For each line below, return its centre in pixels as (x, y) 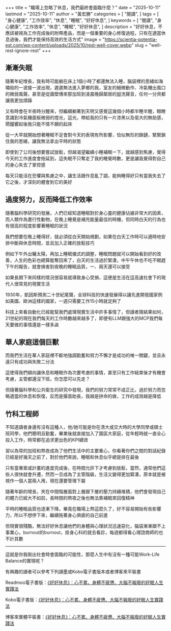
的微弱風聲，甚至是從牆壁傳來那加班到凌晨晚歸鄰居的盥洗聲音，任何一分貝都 (85, 94)
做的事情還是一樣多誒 (36, 324)
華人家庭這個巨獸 (32, 342)
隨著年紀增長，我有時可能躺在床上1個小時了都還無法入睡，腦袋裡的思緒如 (82, 81)
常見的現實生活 (34, 284)
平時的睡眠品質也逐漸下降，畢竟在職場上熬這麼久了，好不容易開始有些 (79, 509)
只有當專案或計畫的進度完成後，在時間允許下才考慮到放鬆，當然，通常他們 (83, 468)
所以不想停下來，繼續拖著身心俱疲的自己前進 (61, 515)
